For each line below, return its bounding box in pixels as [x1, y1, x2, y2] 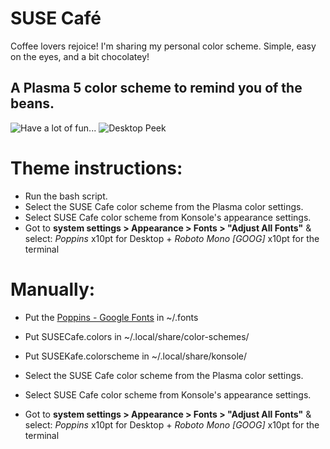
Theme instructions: [10, 157, 183, 179]
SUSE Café [10, 7, 102, 30]
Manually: [10, 278, 96, 301]
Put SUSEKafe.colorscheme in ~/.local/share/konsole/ [24, 350, 248, 362]
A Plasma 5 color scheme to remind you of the [10, 80, 303, 97]
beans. [10, 95, 55, 112]
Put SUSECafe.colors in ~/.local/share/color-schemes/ [24, 330, 250, 342]
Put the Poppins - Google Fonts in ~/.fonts [24, 311, 199, 323]
